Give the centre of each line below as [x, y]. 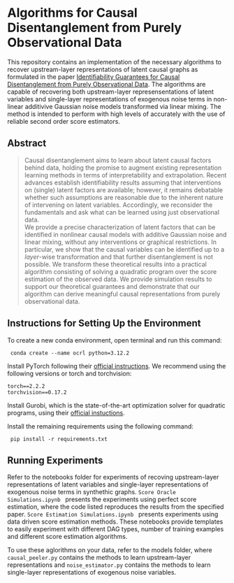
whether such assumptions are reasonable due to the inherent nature [124, 197]
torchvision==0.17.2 [37, 392]
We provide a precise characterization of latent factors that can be [120, 227]
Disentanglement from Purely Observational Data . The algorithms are [107, 84]
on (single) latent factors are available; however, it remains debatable [124, 189]
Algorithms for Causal [72, 13]
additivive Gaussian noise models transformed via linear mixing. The [123, 106]
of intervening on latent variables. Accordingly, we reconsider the [118, 205]
